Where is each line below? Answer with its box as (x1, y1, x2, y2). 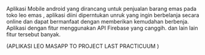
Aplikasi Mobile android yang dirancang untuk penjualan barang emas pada (6, 5, 197, 12)
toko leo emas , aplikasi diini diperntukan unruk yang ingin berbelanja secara (6, 11, 199, 19)
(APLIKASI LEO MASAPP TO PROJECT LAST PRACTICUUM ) (6, 42, 159, 50)
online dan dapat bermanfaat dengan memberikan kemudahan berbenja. (6, 18, 189, 25)
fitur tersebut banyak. (6, 31, 61, 38)
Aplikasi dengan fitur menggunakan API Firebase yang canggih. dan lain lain (6, 24, 198, 31)
